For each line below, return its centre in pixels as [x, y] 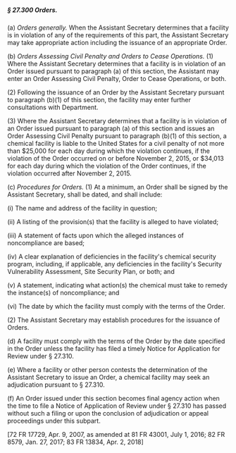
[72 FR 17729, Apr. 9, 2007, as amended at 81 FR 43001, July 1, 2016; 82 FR [116, 434]
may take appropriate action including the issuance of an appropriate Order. [117, 42]
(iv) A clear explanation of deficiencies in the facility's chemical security [112, 256]
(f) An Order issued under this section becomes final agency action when [114, 398]
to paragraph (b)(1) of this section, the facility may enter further [99, 99]
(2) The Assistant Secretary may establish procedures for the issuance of [114, 320]
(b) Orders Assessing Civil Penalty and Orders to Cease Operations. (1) [110, 56]
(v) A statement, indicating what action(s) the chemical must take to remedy [117, 285]
